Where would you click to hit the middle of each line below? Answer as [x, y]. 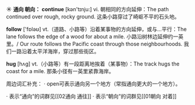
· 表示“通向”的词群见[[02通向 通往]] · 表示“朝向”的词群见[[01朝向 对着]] [92, 96]
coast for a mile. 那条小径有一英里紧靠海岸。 [60, 71]
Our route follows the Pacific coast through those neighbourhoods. [101, 44]
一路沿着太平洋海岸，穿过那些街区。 [55, 51]
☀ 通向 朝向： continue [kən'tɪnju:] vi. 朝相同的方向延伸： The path [87, 9]
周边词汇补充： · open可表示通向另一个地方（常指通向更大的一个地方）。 [94, 84]
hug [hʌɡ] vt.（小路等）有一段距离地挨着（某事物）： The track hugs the [93, 64]
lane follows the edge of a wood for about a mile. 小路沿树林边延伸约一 [92, 37]
